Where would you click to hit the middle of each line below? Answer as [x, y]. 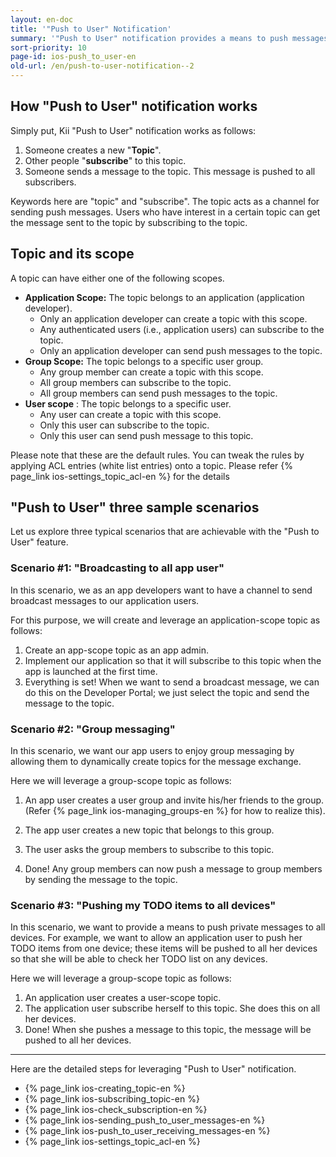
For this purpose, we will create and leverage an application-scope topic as [165, 620]
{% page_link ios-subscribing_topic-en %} [112, 1099]
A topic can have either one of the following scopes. [117, 278]
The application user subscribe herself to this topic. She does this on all [172, 1008]
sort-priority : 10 [48, 47]
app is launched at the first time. [91, 671]
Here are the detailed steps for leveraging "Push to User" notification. [153, 1069]
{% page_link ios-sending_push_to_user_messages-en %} [145, 1120]
